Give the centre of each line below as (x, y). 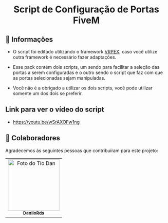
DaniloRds (34, 213)
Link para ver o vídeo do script (55, 110)
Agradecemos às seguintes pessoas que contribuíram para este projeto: (82, 151)
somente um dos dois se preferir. (48, 93)
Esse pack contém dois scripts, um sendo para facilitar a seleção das (86, 67)
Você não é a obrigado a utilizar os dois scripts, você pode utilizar (82, 88)
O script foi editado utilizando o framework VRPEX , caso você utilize (85, 52)
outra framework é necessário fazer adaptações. (64, 57)
